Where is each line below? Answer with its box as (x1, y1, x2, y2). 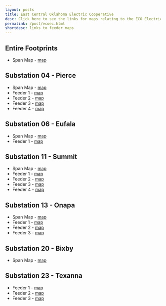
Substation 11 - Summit (5, 152, 78, 161)
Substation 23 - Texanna (5, 271, 83, 280)
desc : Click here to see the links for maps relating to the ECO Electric (5, 16, 163, 21)
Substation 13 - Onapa (5, 201, 75, 209)
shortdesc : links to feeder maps (5, 26, 74, 31)
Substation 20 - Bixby (5, 244, 74, 253)
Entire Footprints (5, 44, 58, 52)
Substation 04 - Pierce (5, 71, 76, 80)
